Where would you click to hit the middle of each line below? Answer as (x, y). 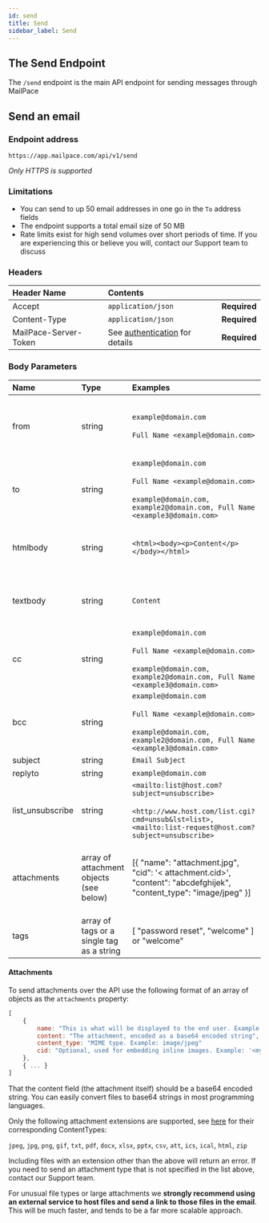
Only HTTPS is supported (50, 170)
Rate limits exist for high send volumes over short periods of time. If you (139, 234)
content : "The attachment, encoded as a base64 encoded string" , (149, 1036)
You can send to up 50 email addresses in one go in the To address (130, 209)
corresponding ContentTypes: (58, 1129)
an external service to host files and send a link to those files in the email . (133, 1201)
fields (29, 217)
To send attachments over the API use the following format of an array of (128, 990)
